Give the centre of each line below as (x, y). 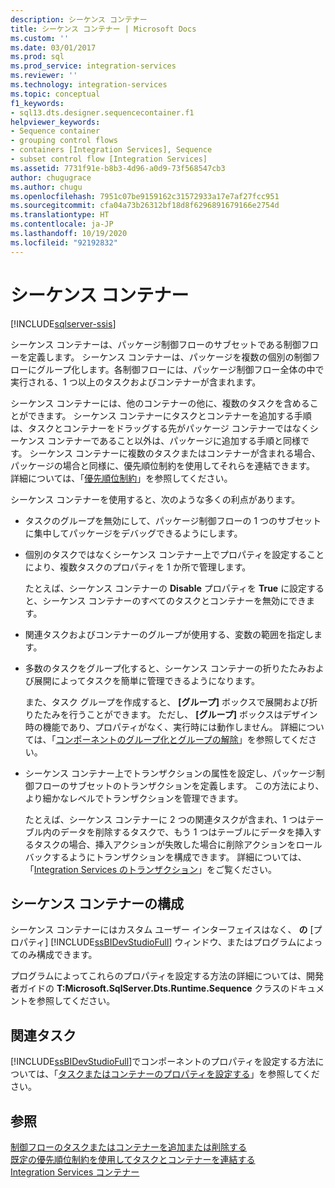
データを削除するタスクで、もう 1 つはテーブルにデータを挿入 (186, 832)
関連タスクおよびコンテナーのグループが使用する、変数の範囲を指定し (169, 634)
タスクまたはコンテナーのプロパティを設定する (154, 1074)
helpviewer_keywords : (55, 122)
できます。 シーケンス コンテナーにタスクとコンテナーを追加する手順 (169, 415)
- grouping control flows (64, 141)
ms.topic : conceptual (55, 94)
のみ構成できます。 (58, 955)
